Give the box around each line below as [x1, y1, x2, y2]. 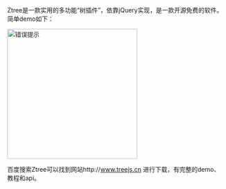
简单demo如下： [7, 15, 54, 23]
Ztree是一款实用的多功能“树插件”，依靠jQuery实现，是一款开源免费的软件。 [7, 6, 223, 14]
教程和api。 [7, 174, 40, 182]
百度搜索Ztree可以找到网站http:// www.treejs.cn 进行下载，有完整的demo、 [7, 165, 220, 173]
